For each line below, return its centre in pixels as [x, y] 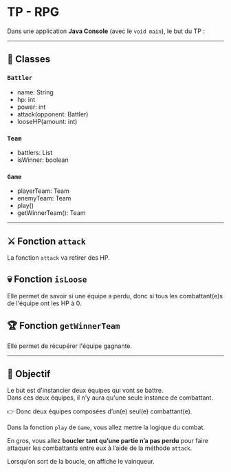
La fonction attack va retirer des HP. [58, 258]
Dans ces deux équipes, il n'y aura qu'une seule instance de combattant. [110, 398]
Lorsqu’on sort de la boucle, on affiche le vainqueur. [81, 462]
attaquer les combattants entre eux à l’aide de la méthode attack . [100, 448]
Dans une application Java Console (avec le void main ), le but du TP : [106, 31]
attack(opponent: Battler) [53, 114]
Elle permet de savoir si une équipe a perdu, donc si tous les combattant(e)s [115, 296]
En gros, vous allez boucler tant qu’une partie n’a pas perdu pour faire [108, 441]
